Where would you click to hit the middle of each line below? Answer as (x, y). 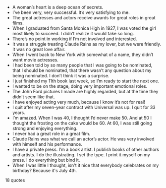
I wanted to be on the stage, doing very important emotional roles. (80, 86)
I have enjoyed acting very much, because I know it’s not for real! (79, 102)
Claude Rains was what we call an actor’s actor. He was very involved (83, 139)
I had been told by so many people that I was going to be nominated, (82, 65)
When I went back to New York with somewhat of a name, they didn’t (83, 55)
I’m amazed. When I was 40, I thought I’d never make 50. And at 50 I (82, 118)
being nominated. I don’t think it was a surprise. (61, 76)
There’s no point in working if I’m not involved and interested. (75, 39)
